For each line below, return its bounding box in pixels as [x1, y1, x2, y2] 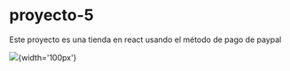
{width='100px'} [18, 52, 77, 62]
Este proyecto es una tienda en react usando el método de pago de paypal [9, 34, 282, 45]
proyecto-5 [9, 5, 95, 25]
